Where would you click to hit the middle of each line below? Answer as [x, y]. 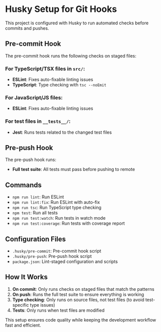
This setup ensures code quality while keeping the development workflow [81, 320]
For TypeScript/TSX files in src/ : [45, 69]
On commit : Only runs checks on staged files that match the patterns [83, 289]
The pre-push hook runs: [31, 160]
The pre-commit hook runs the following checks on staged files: [71, 56]
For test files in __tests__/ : [38, 121]
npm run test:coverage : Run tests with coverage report [69, 223]
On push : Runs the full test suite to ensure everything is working [78, 294]
